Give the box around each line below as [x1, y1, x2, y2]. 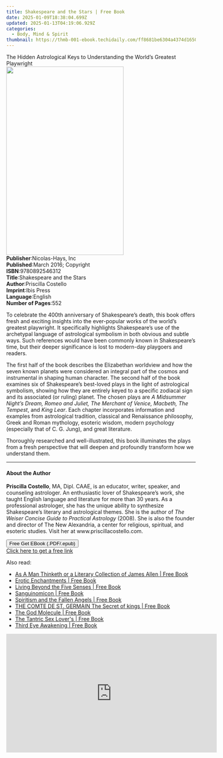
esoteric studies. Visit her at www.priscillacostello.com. [6, 528, 143, 535]
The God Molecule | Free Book [14, 609, 91, 616]
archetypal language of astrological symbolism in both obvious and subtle [6, 330, 189, 338]
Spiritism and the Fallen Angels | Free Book [14, 596, 122, 604]
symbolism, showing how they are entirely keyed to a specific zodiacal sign [6, 387, 193, 394]
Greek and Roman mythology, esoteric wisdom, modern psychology [6, 419, 174, 426]
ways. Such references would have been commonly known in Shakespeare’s [6, 337, 196, 344]
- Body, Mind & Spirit [11, 31, 69, 37]
